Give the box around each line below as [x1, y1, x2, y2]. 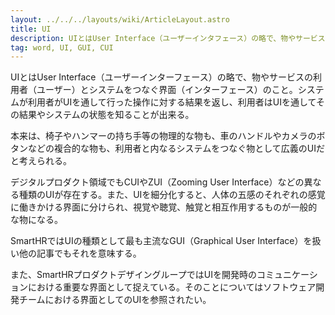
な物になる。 [10, 214, 63, 226]
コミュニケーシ [256, 269, 318, 281]
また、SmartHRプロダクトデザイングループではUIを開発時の [10, 269, 257, 281]
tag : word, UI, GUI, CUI [10, 42, 114, 53]
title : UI [10, 24, 52, 34]
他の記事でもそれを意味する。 [18, 247, 142, 260]
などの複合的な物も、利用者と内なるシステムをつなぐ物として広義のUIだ [27, 142, 325, 155]
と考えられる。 [10, 155, 72, 167]
